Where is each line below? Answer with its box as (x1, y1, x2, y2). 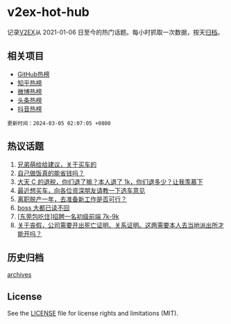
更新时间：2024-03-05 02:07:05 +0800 (7, 119, 111, 127)
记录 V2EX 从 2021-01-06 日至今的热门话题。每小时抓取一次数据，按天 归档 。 (7, 28, 224, 36)
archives (7, 271, 32, 279)
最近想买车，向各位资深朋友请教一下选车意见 (17, 186, 146, 194)
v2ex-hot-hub (7, 4, 90, 20)
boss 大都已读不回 (17, 203, 70, 212)
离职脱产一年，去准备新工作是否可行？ (17, 195, 127, 203)
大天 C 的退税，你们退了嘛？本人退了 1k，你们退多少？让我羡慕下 (17, 178, 203, 186)
